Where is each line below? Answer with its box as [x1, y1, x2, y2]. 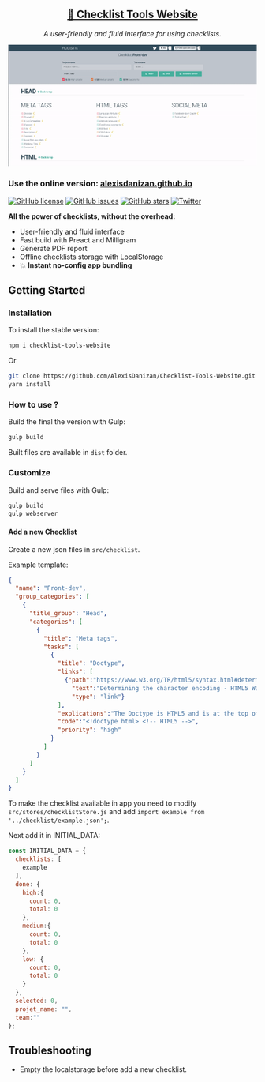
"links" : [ [58, 668, 93, 676]
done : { [15, 880, 41, 889]
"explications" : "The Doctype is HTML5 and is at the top [58, 709, 248, 717]
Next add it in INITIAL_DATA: [8, 831, 101, 840]
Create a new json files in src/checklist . [8, 544, 140, 554]
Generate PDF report [19, 243, 88, 253]
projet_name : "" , [15, 1005, 73, 1013]
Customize [8, 468, 51, 479]
